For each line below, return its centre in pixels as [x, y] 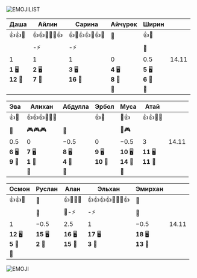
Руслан [47, 189]
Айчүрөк [124, 24]
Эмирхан [149, 189]
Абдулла [76, 107]
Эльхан [109, 189]
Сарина [86, 24]
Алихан [42, 107]
